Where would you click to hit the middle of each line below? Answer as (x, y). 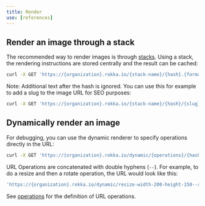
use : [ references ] (30, 18)
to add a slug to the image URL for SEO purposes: (69, 93)
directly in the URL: (30, 144)
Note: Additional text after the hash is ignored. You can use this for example (101, 87)
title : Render (24, 12)
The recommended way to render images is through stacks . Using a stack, (100, 57)
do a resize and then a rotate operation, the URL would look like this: (92, 173)
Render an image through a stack (70, 42)
